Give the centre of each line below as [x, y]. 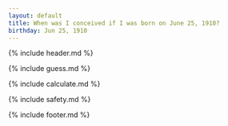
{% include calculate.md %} [54, 84]
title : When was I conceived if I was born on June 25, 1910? [114, 23]
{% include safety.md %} [50, 100]
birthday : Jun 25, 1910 [48, 30]
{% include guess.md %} [49, 69]
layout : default [35, 16]
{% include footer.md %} [49, 115]
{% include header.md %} [51, 53]
